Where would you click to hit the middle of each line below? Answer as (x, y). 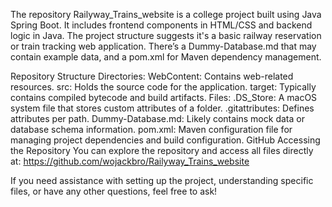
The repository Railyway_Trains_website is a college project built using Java (166, 14)
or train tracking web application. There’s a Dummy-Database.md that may (163, 46)
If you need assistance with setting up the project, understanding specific (162, 180)
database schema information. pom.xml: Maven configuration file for (151, 129)
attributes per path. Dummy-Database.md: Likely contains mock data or (157, 118)
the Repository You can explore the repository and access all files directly (162, 150)
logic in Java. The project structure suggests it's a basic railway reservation (166, 35)
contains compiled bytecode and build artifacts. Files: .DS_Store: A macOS (164, 97)
